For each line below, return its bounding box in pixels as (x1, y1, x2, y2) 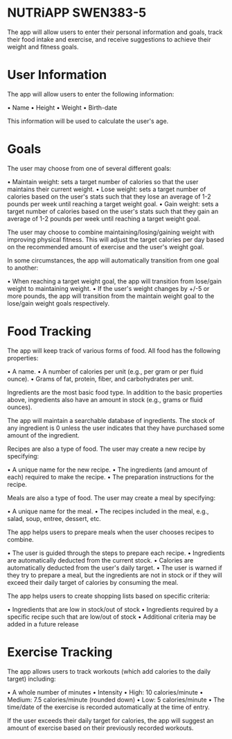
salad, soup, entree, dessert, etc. (7, 514, 102, 522)
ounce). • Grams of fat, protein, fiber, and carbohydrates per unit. (7, 374, 194, 383)
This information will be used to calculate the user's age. (7, 117, 169, 125)
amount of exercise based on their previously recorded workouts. (7, 724, 194, 732)
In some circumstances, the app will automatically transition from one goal (7, 256, 220, 265)
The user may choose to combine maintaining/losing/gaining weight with (7, 228, 215, 236)
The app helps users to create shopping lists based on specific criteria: (7, 592, 210, 600)
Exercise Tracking (7, 644, 113, 660)
